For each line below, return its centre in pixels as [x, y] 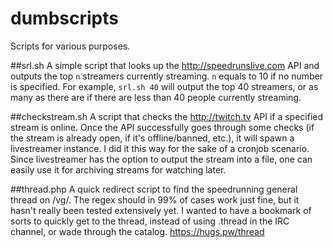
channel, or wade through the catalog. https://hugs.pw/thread [137, 231]
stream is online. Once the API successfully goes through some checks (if [162, 127]
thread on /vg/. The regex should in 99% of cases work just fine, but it [155, 199]
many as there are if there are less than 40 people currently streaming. [156, 97]
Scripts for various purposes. [70, 46]
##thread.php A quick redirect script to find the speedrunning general [154, 189]
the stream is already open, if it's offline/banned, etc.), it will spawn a [152, 138]
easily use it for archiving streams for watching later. [118, 169]
